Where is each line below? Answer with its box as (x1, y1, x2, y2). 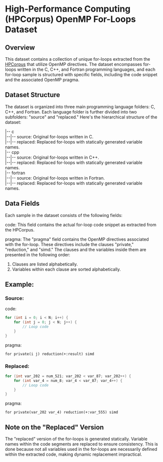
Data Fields (5, 199, 40, 208)
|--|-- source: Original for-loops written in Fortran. (5, 175, 105, 181)
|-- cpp (5, 149, 19, 155)
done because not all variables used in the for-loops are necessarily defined (5, 446, 158, 452)
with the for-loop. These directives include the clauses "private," (5, 241, 134, 247)
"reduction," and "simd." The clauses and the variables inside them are (5, 247, 147, 252)
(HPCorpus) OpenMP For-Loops (5, 14, 136, 25)
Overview (5, 43, 35, 51)
